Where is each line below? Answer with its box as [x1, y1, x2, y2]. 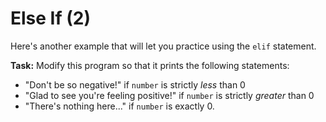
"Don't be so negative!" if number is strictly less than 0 [24, 78, 246, 91]
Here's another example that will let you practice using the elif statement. [10, 40, 317, 52]
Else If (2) [10, 7, 91, 30]
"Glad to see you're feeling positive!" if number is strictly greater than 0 [24, 89, 315, 101]
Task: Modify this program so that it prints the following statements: [10, 59, 290, 71]
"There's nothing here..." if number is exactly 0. [24, 100, 215, 112]
